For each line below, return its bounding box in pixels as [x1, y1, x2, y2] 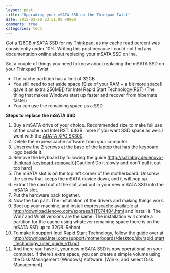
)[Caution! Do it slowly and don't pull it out [73, 160, 161, 166]
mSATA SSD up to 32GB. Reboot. [13, 224, 82, 231]
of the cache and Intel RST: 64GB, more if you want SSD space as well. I [13, 127, 164, 134]
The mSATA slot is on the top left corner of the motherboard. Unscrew [13, 170, 159, 177]
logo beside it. [13, 149, 43, 155]
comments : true [6, 21, 38, 27]
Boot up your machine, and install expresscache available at [13, 203, 139, 209]
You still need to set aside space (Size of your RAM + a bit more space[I [13, 81, 163, 87]
